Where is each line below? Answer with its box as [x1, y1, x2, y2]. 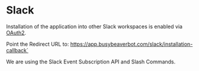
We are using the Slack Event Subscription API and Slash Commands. [6, 58, 176, 65]
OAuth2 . [6, 29, 27, 36]
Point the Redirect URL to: [6, 40, 69, 48]
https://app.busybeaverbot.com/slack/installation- [70, 40, 193, 48]
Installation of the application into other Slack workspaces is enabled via [6, 23, 182, 30]
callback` [6, 46, 28, 53]
